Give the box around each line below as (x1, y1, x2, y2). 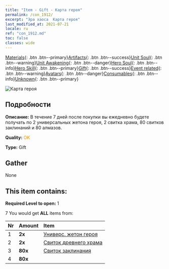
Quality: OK (5, 134, 30, 140)
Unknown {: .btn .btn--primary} (15, 75, 79, 82)
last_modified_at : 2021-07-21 (5, 21, 69, 27)
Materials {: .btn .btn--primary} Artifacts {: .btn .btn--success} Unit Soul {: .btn (5, 54, 163, 60)
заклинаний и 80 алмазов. (5, 125, 62, 131)
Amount (18, 222, 39, 229)
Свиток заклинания (43, 247, 92, 254)
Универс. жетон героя (43, 231, 98, 238)
